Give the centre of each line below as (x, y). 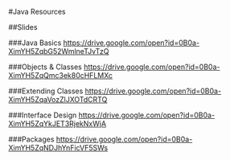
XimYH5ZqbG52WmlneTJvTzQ (59, 51)
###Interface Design (43, 115)
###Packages (31, 139)
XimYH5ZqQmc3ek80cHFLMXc (61, 75)
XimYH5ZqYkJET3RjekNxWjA (57, 123)
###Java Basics (35, 43)
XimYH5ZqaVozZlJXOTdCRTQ (58, 99)
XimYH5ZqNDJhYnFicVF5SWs (58, 148)
